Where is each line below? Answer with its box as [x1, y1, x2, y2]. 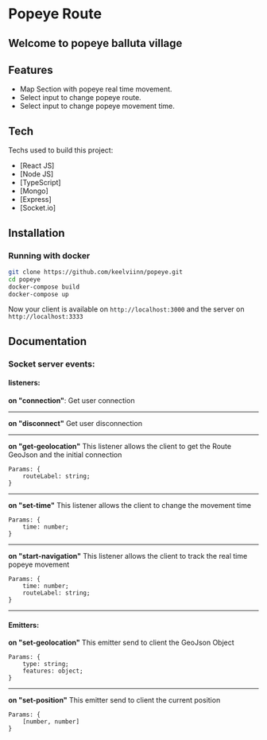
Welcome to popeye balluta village [8, 37, 183, 50]
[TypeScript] [19, 178, 61, 188]
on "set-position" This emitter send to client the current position [8, 695, 221, 705]
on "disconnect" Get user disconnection [8, 418, 143, 428]
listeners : [8, 378, 41, 388]
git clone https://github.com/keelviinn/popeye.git [8, 268, 183, 276]
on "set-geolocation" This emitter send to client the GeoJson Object [8, 637, 234, 648]
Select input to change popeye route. [19, 93, 141, 103]
